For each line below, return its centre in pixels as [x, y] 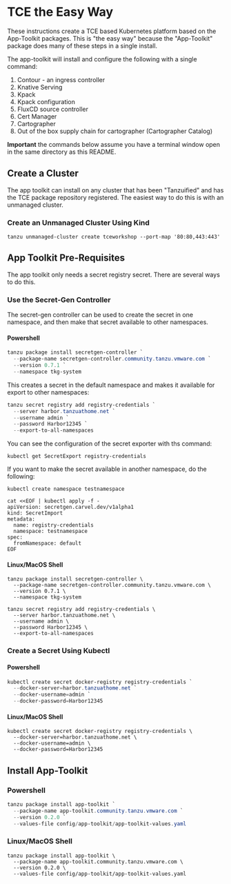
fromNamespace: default [47, 543]
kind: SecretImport [35, 513]
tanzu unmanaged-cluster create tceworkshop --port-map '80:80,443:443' [114, 237]
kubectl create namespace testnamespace [66, 489]
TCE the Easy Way [60, 12]
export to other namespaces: [48, 392]
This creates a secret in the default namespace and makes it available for [111, 385]
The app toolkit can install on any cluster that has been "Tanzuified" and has [115, 190]
